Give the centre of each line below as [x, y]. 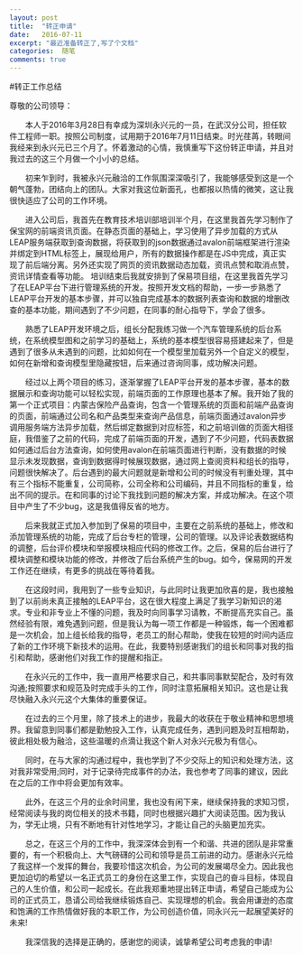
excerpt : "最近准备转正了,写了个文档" [74, 43]
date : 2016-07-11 [46, 34]
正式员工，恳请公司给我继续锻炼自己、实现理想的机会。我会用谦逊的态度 [159, 900]
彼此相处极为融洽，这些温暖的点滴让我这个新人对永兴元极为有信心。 [136, 741]
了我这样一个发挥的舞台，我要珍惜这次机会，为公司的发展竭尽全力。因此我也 [151, 866]
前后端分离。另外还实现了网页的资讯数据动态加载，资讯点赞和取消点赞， [159, 264]
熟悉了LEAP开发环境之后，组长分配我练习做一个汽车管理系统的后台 [149, 329]
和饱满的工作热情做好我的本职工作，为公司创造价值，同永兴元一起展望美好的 [151, 911]
